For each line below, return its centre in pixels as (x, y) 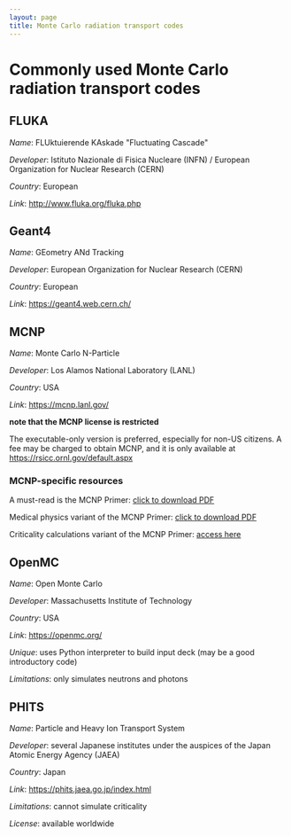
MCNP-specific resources (66, 481)
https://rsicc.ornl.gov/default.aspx (71, 458)
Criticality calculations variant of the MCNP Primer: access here (125, 535)
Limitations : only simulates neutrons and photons (99, 679)
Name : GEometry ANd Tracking (67, 253)
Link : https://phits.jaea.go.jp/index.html (80, 789)
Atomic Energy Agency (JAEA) (65, 755)
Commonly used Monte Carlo (119, 70)
